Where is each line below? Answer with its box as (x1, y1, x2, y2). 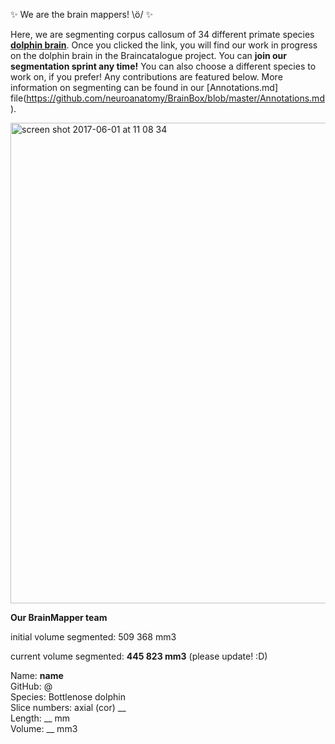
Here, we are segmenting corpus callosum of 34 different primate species (10, 29, 315, 40)
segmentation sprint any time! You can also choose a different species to (10, 60, 317, 72)
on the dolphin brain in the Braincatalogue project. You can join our (10, 50, 288, 61)
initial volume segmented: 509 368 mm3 (10, 631, 177, 643)
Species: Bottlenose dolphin (10, 691, 126, 703)
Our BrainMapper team (10, 612, 108, 623)
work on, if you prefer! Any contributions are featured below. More (10, 71, 283, 83)
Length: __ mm (10, 712, 70, 724)
